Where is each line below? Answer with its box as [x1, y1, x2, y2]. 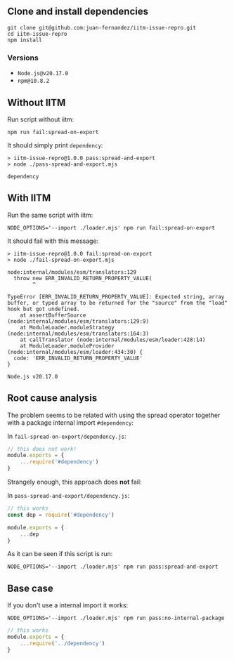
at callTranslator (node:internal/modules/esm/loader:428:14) [20, 336, 206, 343]
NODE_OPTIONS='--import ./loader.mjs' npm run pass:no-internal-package [7, 614, 225, 622]
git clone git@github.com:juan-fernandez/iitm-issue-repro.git [7, 24, 197, 31]
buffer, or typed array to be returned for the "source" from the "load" [7, 299, 228, 306]
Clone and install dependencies [7, 6, 149, 18]
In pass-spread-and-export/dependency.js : [7, 491, 130, 500]
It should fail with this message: [7, 237, 99, 245]
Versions [7, 53, 39, 62]
